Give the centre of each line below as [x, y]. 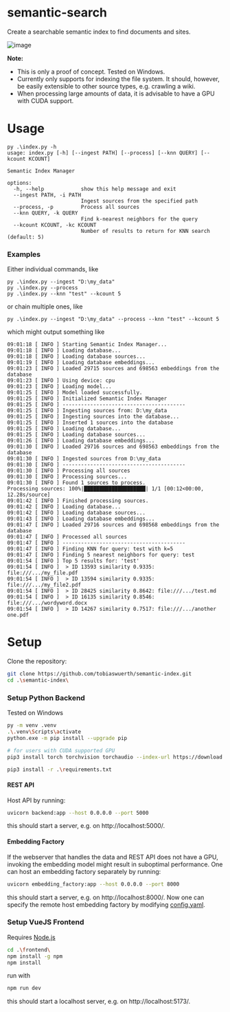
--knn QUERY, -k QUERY [46, 213]
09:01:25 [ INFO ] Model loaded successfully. [75, 393]
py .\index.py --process [43, 288]
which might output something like [56, 332]
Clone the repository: [37, 662]
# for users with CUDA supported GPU [61, 750]
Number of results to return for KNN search [146, 231]
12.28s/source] [29, 495]
